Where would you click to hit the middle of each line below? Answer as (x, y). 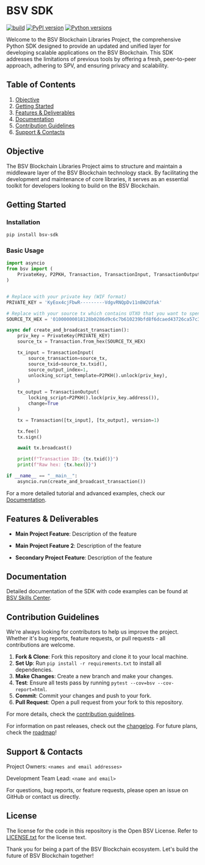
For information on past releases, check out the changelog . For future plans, (102, 726)
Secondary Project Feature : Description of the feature (84, 557)
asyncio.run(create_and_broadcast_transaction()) (82, 481)
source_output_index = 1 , (58, 370)
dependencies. (34, 670)
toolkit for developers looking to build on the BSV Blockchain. (83, 185)
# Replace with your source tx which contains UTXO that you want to (97, 313)
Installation (23, 222)
